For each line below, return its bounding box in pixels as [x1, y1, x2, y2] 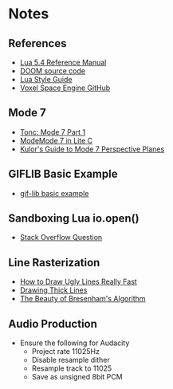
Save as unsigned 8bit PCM [31, 372, 123, 382]
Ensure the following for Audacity [19, 338, 130, 348]
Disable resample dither [31, 356, 110, 365]
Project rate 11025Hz [31, 347, 100, 356]
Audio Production [8, 316, 98, 331]
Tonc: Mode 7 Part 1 [19, 127, 86, 136]
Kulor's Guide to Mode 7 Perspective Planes [19, 144, 165, 154]
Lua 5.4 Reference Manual [19, 57, 107, 67]
